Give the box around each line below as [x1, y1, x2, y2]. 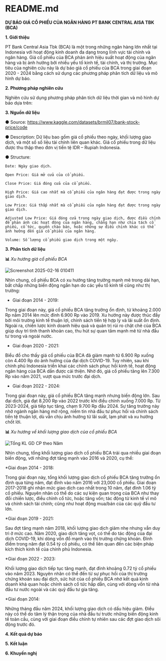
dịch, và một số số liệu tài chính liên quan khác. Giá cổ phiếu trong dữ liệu [5, 139, 156, 145]
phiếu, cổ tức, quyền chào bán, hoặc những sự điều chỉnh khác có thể [5, 224, 154, 229]
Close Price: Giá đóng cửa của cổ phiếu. [5, 181, 92, 186]
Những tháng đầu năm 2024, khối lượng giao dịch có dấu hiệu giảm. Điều [5, 606, 155, 611]
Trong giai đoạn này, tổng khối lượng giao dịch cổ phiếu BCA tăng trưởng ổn [5, 474, 160, 480]
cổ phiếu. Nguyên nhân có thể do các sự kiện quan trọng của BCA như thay [5, 490, 160, 496]
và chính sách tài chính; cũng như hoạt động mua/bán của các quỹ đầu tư [5, 500, 156, 506]
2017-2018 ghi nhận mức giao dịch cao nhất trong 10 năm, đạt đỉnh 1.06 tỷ [5, 485, 156, 491]
